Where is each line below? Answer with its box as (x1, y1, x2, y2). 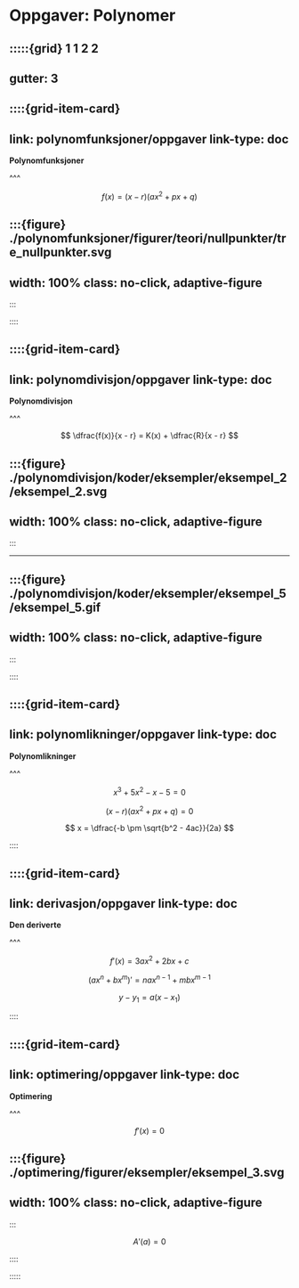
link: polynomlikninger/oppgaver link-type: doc (9, 727, 278, 742)
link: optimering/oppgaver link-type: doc (9, 1067, 240, 1082)
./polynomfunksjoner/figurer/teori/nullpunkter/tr (9, 231, 287, 246)
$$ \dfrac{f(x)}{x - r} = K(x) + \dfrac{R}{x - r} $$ (61, 430, 238, 441)
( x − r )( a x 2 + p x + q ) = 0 (105, 803, 194, 816)
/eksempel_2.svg (9, 484, 108, 499)
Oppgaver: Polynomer (9, 5, 176, 26)
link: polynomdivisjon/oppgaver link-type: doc (9, 371, 273, 387)
